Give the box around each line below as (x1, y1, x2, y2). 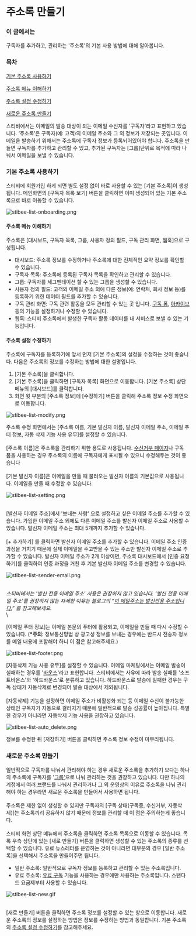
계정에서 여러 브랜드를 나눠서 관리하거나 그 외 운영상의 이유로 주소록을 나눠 (6, 781, 176, 788)
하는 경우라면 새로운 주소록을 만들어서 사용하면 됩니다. (16, 788, 140, 795)
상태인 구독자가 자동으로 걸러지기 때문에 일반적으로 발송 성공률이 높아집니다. (6, 705, 179, 712)
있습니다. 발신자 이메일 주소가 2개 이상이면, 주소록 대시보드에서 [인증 (23, 553, 179, 560)
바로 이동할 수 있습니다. (21, 197, 75, 204)
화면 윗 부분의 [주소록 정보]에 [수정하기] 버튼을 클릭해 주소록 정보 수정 (14, 393, 173, 400)
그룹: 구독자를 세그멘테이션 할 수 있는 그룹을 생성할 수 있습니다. (14, 279, 158, 286)
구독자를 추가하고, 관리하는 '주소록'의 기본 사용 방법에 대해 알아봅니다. (6, 42, 165, 49)
